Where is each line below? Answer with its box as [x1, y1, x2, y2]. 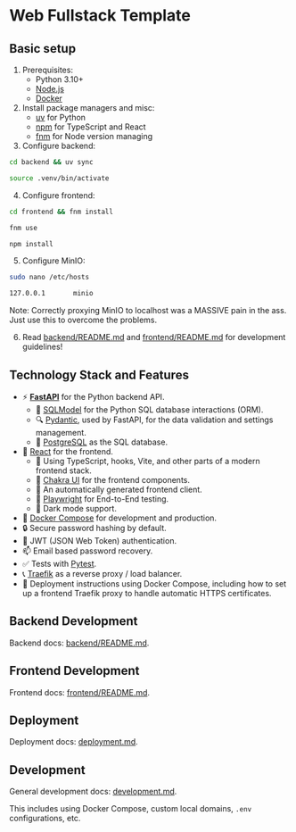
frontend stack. [35, 465, 92, 476]
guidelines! [21, 341, 63, 353]
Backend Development [9, 613, 138, 629]
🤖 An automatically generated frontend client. [35, 484, 202, 495]
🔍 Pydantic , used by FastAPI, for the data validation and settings [35, 414, 274, 425]
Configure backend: [21, 140, 96, 151]
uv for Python [35, 112, 86, 122]
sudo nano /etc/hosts [9, 273, 90, 282]
